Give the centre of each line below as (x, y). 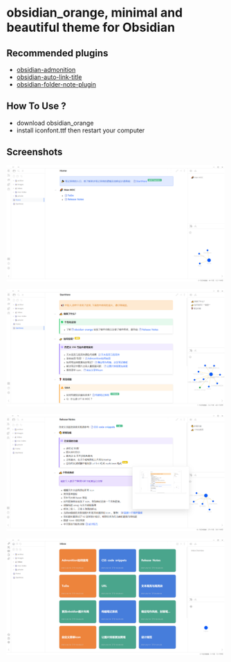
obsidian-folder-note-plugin (56, 84)
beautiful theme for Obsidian (91, 27)
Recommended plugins (57, 53)
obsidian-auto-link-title (49, 77)
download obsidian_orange (55, 123)
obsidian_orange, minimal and (95, 13)
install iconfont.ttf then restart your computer (81, 130)
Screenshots (35, 152)
